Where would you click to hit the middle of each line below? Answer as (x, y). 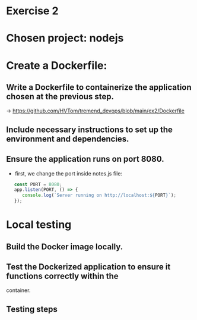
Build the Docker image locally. (65, 247)
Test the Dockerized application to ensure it (88, 267)
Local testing (39, 225)
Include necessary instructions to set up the (90, 129)
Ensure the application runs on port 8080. (85, 159)
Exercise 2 (32, 11)
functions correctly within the (62, 276)
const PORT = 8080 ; (38, 184)
